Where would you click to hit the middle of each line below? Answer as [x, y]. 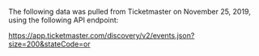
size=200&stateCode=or [49, 44]
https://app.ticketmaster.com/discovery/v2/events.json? [102, 36]
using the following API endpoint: [64, 20]
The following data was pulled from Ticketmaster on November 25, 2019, [129, 12]
